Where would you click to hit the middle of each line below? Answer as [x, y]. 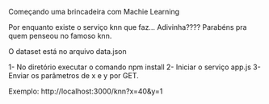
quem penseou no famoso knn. [60, 36]
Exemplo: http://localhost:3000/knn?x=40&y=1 [86, 91]
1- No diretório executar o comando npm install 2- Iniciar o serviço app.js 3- [134, 67]
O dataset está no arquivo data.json [67, 51]
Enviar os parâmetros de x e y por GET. [74, 75]
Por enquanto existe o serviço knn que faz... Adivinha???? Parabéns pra [128, 27]
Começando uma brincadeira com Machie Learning [94, 12]
